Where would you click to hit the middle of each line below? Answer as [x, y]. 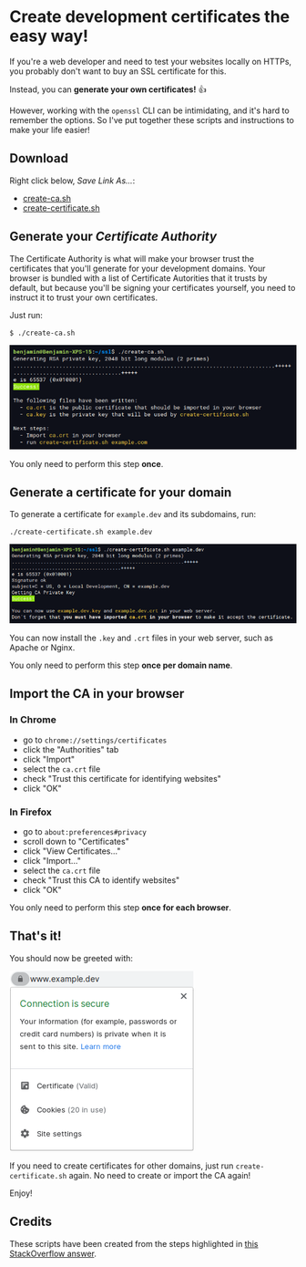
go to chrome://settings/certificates [95, 740]
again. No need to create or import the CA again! [160, 1175]
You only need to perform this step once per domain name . [121, 665]
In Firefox [31, 812]
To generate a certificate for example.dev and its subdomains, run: [133, 514]
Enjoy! [21, 1193]
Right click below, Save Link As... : [72, 181]
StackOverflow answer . [53, 1253]
